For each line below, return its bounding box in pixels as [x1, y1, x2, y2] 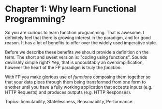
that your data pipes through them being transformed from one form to [5, 79, 146, 85]
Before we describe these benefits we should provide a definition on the [5, 49, 149, 55]
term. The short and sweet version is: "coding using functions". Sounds [5, 54, 147, 60]
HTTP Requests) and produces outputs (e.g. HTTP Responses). [5, 89, 132, 95]
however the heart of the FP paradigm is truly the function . [5, 64, 122, 70]
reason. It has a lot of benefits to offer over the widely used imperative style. [5, 40, 157, 45]
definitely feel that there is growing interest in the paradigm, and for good [5, 35, 151, 41]
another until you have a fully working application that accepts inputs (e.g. [5, 84, 153, 90]
